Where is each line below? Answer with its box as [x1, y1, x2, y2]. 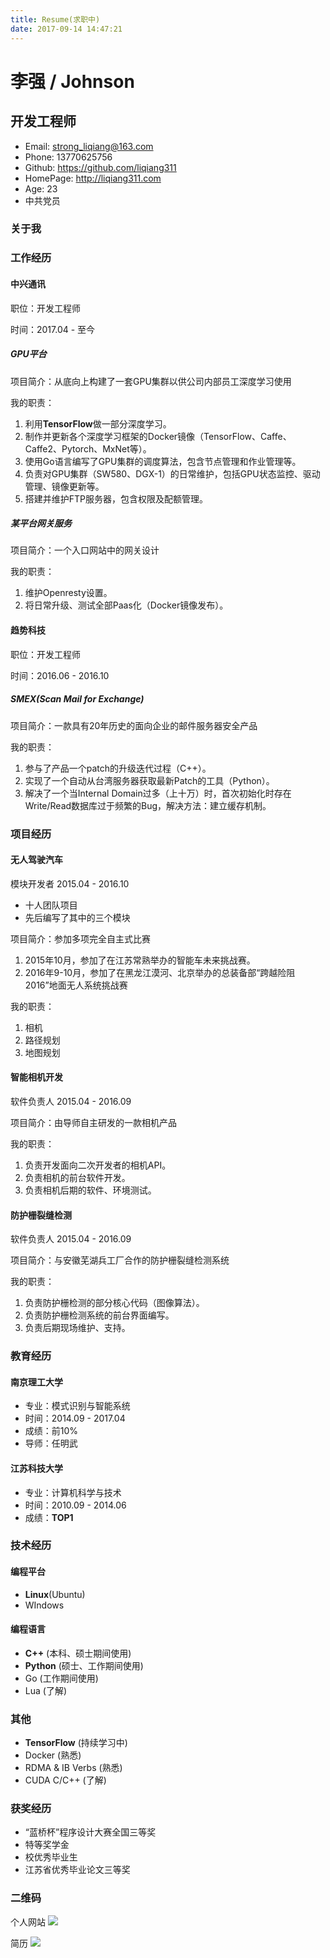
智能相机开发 [10, 1071, 63, 1083]
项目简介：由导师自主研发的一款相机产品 [10, 1116, 177, 1128]
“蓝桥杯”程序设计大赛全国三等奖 [24, 1826, 157, 1838]
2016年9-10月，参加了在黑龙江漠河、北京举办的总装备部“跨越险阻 [24, 966, 296, 978]
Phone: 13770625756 [24, 151, 113, 163]
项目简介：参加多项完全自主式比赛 [10, 932, 151, 945]
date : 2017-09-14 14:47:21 [10, 24, 123, 34]
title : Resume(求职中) [10, 14, 101, 25]
